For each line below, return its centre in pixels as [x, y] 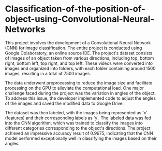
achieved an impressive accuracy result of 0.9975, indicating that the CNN [79, 133]
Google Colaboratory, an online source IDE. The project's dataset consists [79, 53]
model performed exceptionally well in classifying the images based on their [81, 138]
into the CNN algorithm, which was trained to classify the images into [74, 123]
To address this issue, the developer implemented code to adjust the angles [81, 98]
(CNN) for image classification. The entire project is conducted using [74, 48]
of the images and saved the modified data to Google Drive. [65, 103]
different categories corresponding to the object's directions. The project [78, 128]
